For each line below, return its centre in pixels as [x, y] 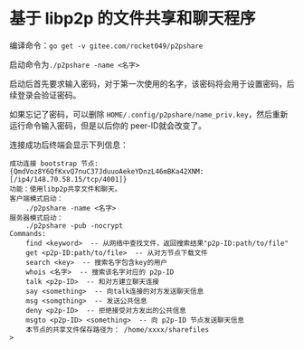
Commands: [28, 233]
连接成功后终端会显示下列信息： [69, 145]
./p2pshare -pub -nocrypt [75, 226]
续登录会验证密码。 [45, 95]
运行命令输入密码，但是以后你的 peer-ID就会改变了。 [108, 125]
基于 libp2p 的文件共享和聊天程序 [133, 19]
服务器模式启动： [37, 218]
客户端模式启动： [37, 198]
